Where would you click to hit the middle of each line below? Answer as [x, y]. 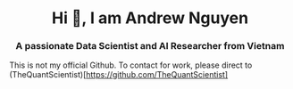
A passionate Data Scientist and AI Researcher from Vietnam [150, 46]
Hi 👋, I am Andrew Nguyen [150, 18]
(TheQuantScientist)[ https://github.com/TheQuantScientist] [119, 75]
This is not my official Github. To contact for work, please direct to [131, 65]
